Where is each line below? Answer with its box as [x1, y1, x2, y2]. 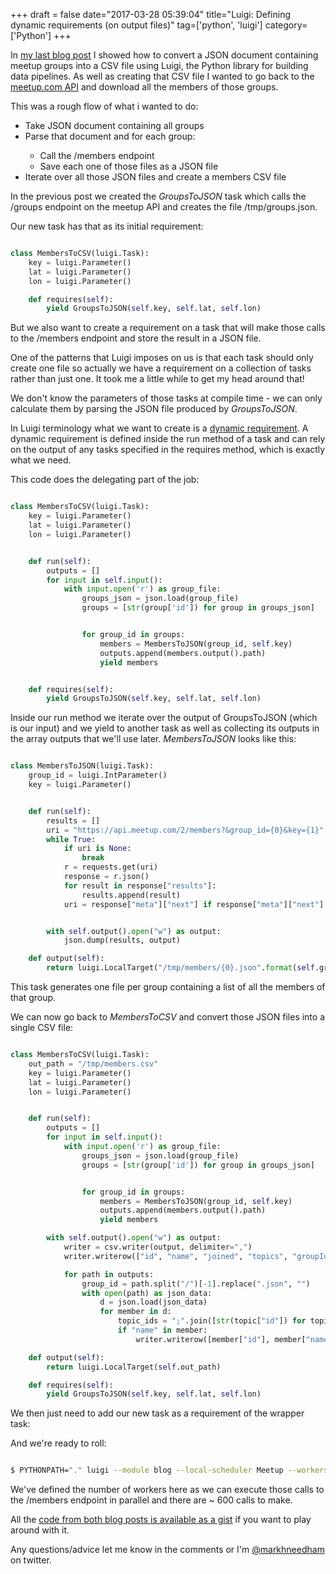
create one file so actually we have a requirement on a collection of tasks [10, 362, 312, 374]
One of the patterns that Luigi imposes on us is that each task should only [10, 352, 314, 364]
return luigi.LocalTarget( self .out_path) [46, 1362, 222, 1372]
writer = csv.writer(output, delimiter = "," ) [63, 1242, 253, 1252]
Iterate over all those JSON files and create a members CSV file [24, 171, 287, 183]
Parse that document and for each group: [24, 130, 196, 142]
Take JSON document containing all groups [24, 120, 205, 131]
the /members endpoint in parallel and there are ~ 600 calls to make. [10, 1494, 293, 1506]
